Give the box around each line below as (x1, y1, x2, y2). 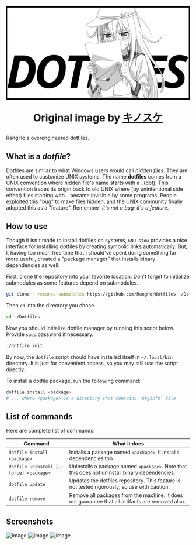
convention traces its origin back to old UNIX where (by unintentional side (6, 186, 183, 193)
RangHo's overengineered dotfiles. (6, 135, 90, 142)
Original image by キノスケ (33, 111, 163, 125)
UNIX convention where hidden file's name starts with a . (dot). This (6, 179, 169, 187)
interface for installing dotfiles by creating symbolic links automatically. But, (6, 243, 188, 250)
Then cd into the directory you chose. (6, 301, 96, 309)
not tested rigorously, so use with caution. (69, 484, 170, 491)
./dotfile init (6, 342, 43, 348)
